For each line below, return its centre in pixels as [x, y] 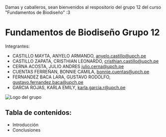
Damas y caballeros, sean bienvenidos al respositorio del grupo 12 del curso [83, 7]
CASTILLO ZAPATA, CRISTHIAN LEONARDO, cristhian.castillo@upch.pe [85, 61]
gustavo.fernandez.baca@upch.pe [48, 82]
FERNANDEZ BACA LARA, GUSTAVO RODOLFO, [61, 77]
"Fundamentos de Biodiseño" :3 [38, 12]
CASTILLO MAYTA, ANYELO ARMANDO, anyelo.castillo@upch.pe [79, 56]
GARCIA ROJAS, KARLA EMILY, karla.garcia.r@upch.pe [69, 87]
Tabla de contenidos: [39, 113]
